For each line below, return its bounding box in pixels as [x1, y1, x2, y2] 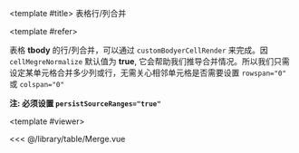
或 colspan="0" [9, 79, 65, 89]
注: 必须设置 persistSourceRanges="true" [9, 98, 161, 109]
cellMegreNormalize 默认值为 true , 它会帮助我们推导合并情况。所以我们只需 [9, 56, 290, 66]
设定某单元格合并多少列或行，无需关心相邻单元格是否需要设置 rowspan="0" [9, 67, 287, 78]
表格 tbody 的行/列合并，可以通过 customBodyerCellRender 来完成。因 [9, 44, 269, 55]
